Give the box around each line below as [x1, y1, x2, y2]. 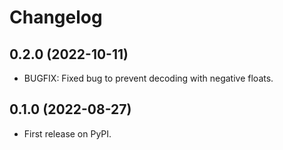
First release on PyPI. [23, 127, 112, 140]
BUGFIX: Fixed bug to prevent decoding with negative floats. [23, 72, 274, 84]
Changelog [9, 6, 103, 29]
